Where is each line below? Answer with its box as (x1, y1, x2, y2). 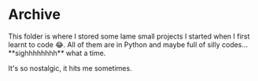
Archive (8, 6, 61, 24)
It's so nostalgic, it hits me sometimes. (8, 63, 132, 72)
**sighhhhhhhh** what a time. (8, 48, 106, 57)
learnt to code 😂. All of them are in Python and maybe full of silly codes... (8, 39, 249, 49)
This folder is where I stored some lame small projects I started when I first (8, 31, 250, 41)
